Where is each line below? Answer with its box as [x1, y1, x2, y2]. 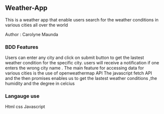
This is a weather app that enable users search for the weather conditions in [5, 17, 159, 22]
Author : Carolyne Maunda [5, 31, 59, 37]
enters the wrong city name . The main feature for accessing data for [5, 65, 144, 71]
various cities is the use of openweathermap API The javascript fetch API [5, 70, 152, 76]
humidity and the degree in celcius [5, 80, 75, 87]
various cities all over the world [5, 22, 68, 28]
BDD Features [5, 43, 39, 50]
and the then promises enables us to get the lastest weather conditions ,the [5, 76, 158, 81]
